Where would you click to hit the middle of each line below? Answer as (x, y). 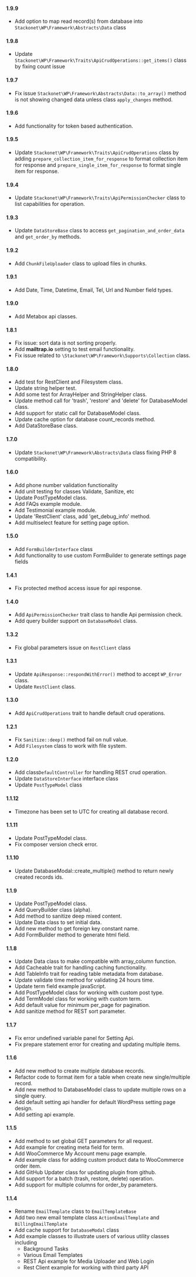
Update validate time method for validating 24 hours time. (84, 980)
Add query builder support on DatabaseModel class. (76, 621)
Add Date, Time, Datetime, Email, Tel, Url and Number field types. (94, 290)
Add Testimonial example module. (55, 510)
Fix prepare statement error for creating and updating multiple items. (97, 1044)
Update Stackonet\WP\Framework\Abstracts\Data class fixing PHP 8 (95, 452)
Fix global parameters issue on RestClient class (72, 648)
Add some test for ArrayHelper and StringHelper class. (81, 395)
